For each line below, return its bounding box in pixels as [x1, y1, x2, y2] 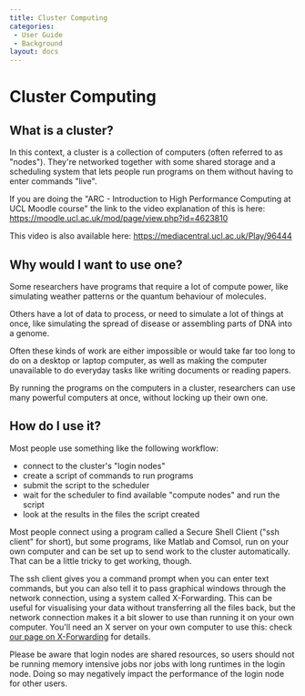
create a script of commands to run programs [22, 470, 194, 481]
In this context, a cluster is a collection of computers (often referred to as [9, 147, 284, 158]
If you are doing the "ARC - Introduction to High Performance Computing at [9, 193, 291, 205]
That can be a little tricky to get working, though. [9, 555, 193, 566]
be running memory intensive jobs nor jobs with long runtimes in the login [9, 658, 285, 670]
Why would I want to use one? [9, 257, 184, 272]
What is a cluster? [9, 122, 114, 138]
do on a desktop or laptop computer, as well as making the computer [9, 354, 268, 365]
